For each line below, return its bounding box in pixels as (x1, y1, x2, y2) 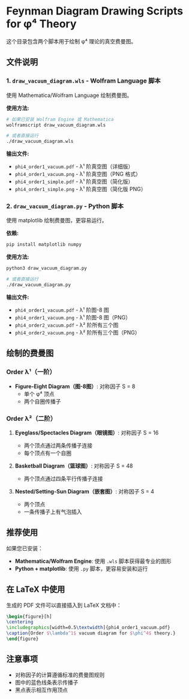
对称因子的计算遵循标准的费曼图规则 (14, 671, 105, 679)
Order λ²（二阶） (6, 414, 57, 422)
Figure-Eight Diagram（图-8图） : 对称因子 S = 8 (14, 383, 136, 390)
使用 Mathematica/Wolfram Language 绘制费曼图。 (6, 92, 133, 99)
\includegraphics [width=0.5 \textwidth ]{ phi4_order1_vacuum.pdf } (6, 625, 170, 631)
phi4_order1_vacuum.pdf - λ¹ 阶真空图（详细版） (14, 163, 134, 170)
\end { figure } (6, 636, 39, 642)
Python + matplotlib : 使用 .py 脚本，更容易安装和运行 (14, 565, 148, 572)
